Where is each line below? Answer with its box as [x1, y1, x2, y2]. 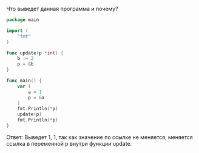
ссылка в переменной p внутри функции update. [6, 140, 132, 147]
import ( [6, 27, 29, 34]
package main [6, 17, 39, 23]
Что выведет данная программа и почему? [6, 5, 118, 12]
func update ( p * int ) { [6, 50, 64, 56]
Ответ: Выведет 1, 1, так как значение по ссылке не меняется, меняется [6, 133, 193, 141]
